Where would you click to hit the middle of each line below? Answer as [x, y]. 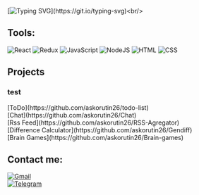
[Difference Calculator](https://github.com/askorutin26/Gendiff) [100, 130]
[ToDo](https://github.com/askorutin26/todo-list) [78, 107]
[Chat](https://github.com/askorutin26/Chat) [72, 115]
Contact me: [35, 159]
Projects [26, 72]
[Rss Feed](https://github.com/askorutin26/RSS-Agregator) [94, 122]
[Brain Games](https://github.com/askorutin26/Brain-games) [96, 137]
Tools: [21, 33]
